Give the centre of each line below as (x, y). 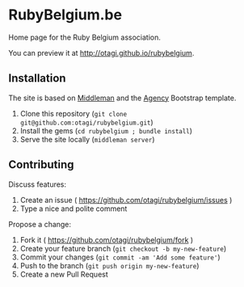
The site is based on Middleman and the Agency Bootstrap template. (122, 98)
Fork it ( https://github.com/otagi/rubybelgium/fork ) (107, 239)
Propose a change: (40, 224)
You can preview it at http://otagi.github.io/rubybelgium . (101, 53)
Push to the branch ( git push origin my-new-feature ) (109, 265)
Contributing (41, 165)
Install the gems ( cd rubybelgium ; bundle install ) (106, 130)
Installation (37, 78)
